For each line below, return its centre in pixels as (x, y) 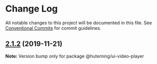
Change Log (31, 9)
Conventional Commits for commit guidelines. (53, 28)
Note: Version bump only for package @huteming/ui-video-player (75, 56)
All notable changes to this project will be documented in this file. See (79, 23)
